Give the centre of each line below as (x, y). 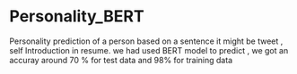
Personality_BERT (77, 16)
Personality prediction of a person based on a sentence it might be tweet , (146, 41)
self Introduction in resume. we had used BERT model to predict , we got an (149, 50)
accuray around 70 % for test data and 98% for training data (121, 60)
